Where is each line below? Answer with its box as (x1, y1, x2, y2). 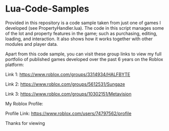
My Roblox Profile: (5, 100, 43, 106)
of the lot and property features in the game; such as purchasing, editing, (5, 30, 157, 36)
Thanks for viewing (5, 120, 45, 126)
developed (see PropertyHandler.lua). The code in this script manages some (5, 25, 164, 31)
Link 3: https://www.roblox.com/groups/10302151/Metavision (5, 91, 132, 97)
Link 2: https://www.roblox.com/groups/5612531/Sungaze (5, 81, 125, 87)
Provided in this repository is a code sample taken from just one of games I (5, 20, 161, 26)
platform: (5, 61, 24, 68)
